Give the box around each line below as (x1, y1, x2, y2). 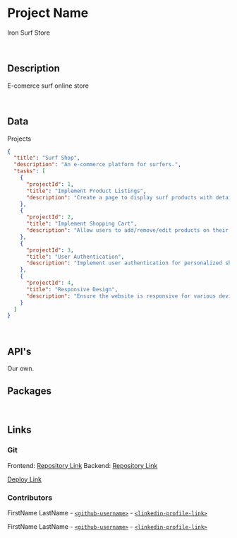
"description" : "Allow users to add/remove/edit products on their (25, 227, 229, 234)
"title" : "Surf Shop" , (13, 154, 80, 162)
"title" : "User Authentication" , (25, 253, 125, 260)
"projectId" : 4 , (25, 279, 74, 287)
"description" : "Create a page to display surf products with (25, 194, 213, 201)
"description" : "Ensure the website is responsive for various (25, 292, 217, 300)
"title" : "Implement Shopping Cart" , (25, 221, 138, 228)
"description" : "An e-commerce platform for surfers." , (13, 161, 181, 168)
